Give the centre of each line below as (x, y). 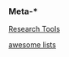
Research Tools (34, 29)
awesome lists (32, 45)
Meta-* (23, 11)
